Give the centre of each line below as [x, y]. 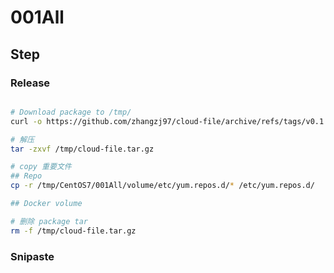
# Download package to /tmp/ [71, 112]
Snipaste [32, 256]
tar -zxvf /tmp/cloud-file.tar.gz [82, 149]
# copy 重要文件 [41, 167]
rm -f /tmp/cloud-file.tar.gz [73, 231]
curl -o [26, 121]
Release [30, 83]
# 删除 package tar [49, 221]
